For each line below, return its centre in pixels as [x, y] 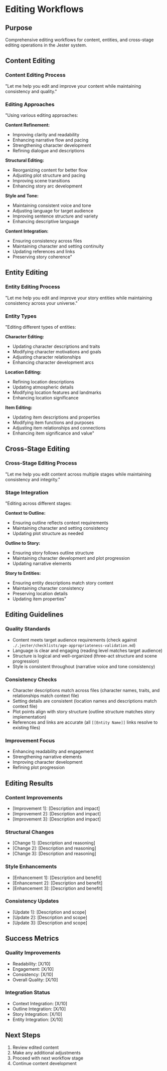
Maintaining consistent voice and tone [52, 205]
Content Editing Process [36, 75]
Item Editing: [19, 407]
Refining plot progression [39, 767]
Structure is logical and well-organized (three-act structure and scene [85, 656]
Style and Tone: [22, 195]
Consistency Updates [32, 901]
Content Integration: [27, 231]
